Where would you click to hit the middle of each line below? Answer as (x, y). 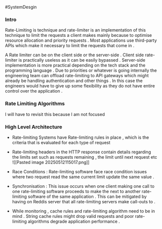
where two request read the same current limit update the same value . (83, 177)
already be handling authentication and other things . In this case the (74, 81)
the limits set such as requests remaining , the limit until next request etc (84, 157)
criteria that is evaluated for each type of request (61, 142)
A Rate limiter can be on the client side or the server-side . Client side (75, 55)
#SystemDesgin (21, 7)
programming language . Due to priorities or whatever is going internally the (81, 70)
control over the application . (34, 91)
